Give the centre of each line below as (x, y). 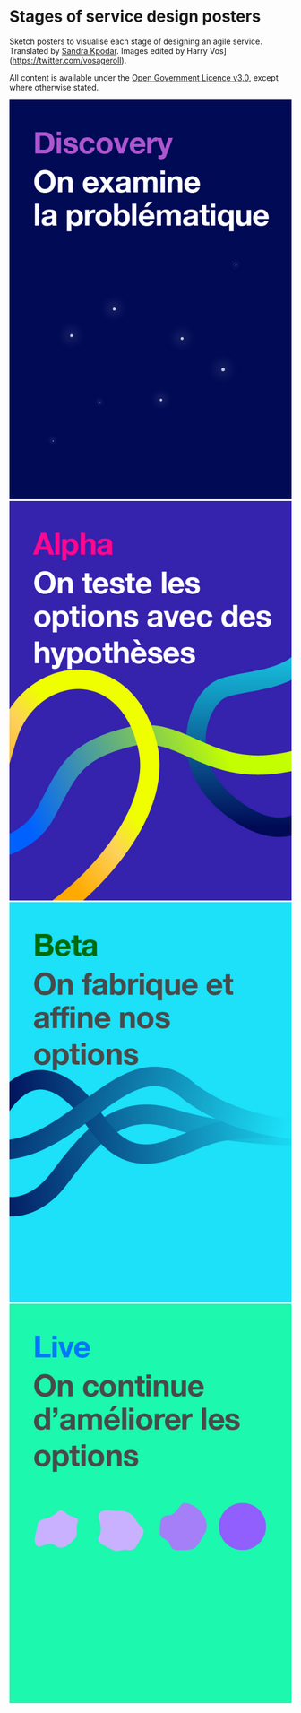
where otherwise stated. (54, 87)
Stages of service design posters (135, 17)
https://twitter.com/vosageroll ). (69, 60)
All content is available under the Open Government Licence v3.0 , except (144, 77)
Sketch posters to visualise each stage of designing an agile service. (136, 41)
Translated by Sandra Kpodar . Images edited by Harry (108, 50)
